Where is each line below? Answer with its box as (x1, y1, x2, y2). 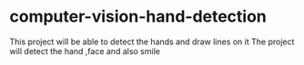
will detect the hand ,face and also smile (9, 45, 161, 56)
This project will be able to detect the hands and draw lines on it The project (9, 36, 295, 47)
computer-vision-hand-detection (9, 6, 267, 27)
